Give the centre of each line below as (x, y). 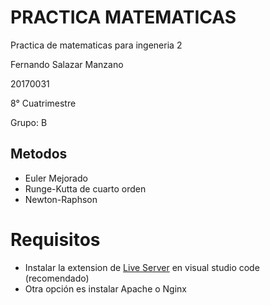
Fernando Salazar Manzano (67, 64)
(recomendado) (57, 278)
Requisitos (55, 239)
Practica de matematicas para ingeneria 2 (96, 45)
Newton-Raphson (61, 199)
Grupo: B (29, 122)
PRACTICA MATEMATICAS (123, 17)
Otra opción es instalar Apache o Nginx (105, 288)
